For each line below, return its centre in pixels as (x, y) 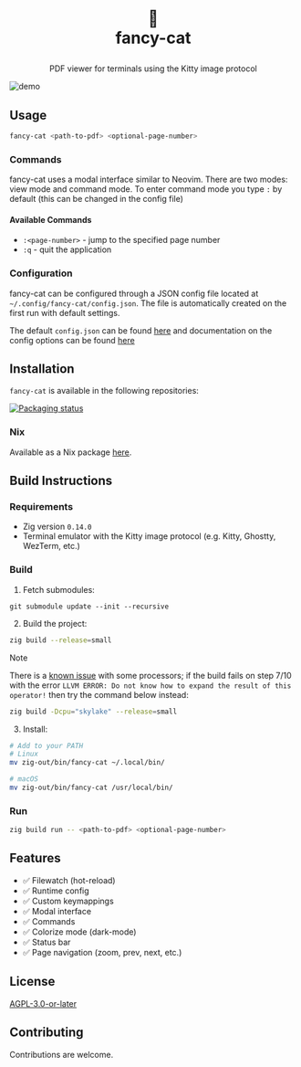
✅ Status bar (47, 942)
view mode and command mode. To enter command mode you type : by (146, 189)
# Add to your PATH (47, 745)
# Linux (24, 754)
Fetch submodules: (59, 589)
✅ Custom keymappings (68, 901)
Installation (42, 369)
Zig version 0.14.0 (57, 527)
